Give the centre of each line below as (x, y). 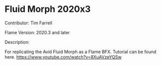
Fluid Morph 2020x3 (48, 9)
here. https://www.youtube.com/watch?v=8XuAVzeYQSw (63, 57)
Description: (17, 42)
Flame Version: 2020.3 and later (37, 32)
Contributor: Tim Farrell (28, 23)
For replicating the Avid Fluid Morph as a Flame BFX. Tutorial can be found (80, 52)
